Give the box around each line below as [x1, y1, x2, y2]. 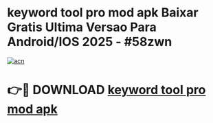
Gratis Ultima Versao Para [7, 19, 157, 35]
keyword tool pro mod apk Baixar [7, 5, 199, 21]
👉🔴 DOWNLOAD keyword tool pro [7, 82, 206, 98]
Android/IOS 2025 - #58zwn [7, 34, 172, 49]
